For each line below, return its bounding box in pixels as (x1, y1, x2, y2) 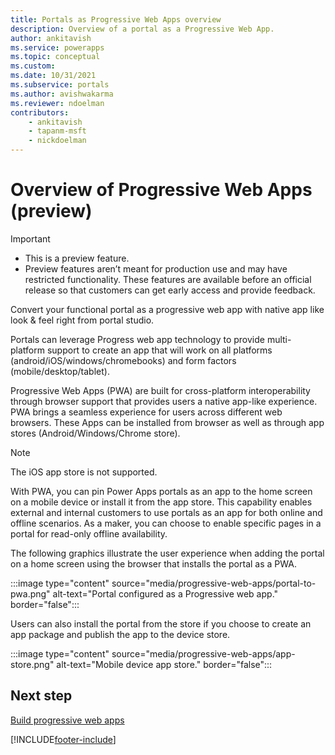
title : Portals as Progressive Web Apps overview (10, 14, 222, 25)
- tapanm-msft (28, 126, 87, 136)
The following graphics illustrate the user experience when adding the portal (10, 547, 325, 559)
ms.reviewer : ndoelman (10, 98, 105, 108)
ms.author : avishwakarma (10, 89, 114, 99)
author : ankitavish (10, 33, 92, 43)
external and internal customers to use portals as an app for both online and (10, 506, 323, 518)
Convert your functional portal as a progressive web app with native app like (10, 303, 325, 315)
